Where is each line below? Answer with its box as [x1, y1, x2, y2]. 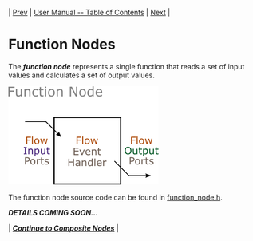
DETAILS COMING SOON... [8, 207, 98, 217]
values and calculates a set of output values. [8, 70, 156, 80]
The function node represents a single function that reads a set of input [8, 61, 245, 71]
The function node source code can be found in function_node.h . [8, 192, 223, 202]
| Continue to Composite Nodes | [8, 223, 120, 233]
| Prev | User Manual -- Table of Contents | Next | [8, 8, 171, 17]
